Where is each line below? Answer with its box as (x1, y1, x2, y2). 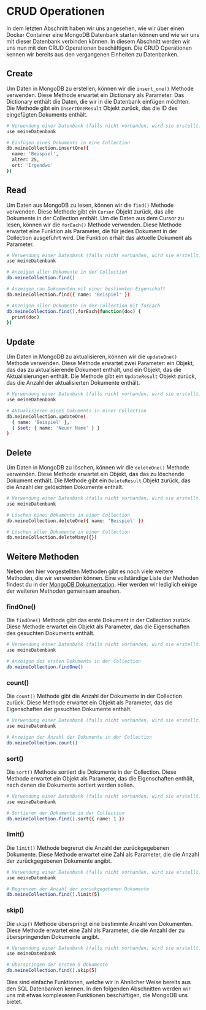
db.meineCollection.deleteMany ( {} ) (6, 534, 97, 541)
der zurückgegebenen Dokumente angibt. (6, 857, 112, 865)
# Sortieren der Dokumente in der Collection (6, 810, 124, 816)
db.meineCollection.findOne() (6, 664, 84, 670)
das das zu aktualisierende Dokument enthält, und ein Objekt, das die (6, 366, 182, 374)
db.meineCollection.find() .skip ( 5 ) (6, 968, 97, 974)
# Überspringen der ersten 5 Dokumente (6, 962, 109, 968)
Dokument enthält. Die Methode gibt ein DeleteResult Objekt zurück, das (6, 477, 191, 484)
